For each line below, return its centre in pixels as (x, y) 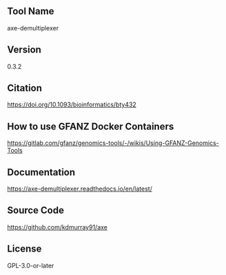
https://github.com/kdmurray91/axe (58, 227)
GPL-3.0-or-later (31, 265)
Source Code (35, 210)
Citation (25, 88)
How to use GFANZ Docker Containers (91, 126)
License (24, 249)
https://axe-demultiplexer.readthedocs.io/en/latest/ (80, 189)
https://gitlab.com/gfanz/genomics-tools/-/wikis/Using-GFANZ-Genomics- (113, 143)
